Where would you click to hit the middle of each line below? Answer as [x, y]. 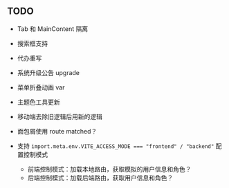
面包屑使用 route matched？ [57, 131]
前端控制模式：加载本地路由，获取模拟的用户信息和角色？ [109, 169]
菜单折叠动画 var [41, 87]
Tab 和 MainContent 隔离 [53, 29]
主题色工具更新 [38, 102]
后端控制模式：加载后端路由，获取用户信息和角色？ [100, 178]
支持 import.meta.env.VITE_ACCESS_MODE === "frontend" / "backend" [116, 146]
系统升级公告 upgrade [48, 72]
